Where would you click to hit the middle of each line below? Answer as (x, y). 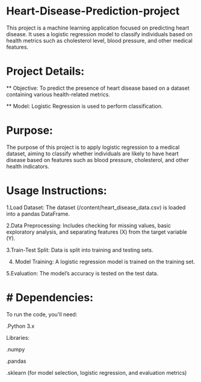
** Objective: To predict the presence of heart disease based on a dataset (98, 88)
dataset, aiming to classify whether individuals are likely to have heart (92, 153)
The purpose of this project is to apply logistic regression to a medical (93, 147)
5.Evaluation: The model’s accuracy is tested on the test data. (82, 273)
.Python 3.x (20, 326)
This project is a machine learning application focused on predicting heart (98, 28)
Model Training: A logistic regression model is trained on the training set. (105, 261)
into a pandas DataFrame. (38, 214)
